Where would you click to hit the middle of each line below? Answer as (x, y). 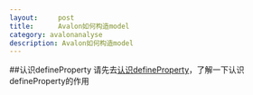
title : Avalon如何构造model (70, 26)
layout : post (42, 18)
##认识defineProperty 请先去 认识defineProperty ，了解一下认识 (127, 70)
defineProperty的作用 (50, 81)
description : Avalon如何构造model (71, 43)
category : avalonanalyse (56, 34)
